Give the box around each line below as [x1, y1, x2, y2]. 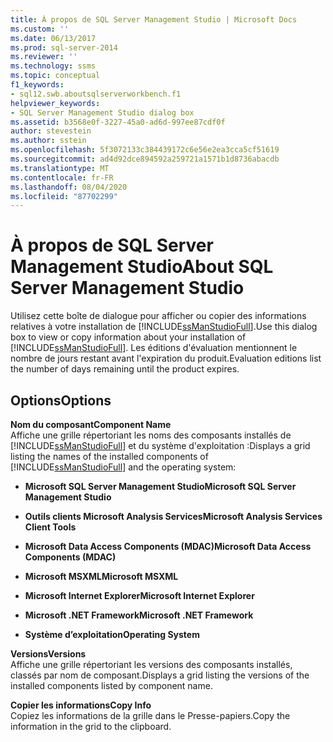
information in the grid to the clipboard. [10, 721, 172, 732]
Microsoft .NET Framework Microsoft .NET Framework [24, 609, 254, 621]
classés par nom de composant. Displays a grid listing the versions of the [10, 669, 310, 681]
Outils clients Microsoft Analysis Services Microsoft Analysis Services [24, 511, 323, 522]
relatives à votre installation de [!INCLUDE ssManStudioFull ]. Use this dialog [10, 321, 318, 333]
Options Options [10, 392, 112, 409]
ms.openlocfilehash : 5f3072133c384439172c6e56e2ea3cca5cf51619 [10, 145, 280, 155]
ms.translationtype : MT [10, 163, 110, 173]
